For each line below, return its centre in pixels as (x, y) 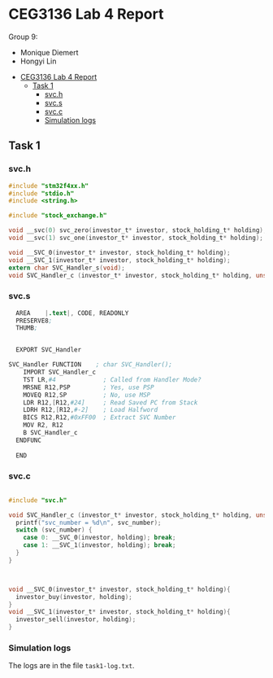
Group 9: (23, 37)
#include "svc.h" (38, 500)
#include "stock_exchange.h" (58, 216)
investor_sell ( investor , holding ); (76, 619)
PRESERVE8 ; (34, 321)
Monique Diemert (49, 52)
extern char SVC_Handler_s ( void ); (67, 268)
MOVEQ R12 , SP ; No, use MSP (87, 395)
